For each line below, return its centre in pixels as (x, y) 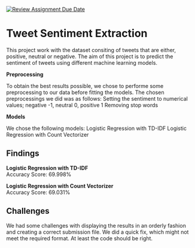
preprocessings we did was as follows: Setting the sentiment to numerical (97, 98)
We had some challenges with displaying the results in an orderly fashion (96, 225)
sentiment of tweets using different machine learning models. (82, 62)
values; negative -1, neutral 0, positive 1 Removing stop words (82, 105)
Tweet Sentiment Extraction (77, 34)
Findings (23, 154)
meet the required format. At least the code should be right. (80, 238)
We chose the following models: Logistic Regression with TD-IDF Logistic (97, 128)
